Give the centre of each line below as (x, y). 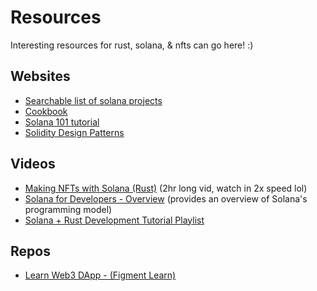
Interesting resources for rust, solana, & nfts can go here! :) (132, 45)
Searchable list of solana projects (93, 100)
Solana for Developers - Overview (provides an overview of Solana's (166, 198)
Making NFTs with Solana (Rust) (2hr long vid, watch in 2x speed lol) (166, 188)
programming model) (68, 209)
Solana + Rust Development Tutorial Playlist (114, 220)
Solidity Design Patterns (74, 132)
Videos (33, 164)
